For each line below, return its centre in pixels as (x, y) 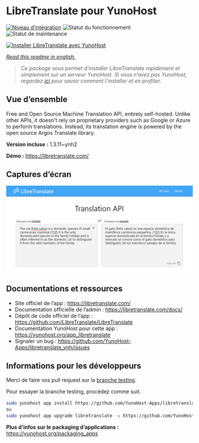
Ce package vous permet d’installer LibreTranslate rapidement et (100, 68)
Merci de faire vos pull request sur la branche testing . (71, 380)
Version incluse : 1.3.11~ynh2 (42, 144)
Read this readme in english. (41, 56)
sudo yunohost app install (39, 403)
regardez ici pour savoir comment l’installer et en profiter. (91, 81)
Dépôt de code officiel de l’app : (54, 315)
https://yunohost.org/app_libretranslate (62, 334)
